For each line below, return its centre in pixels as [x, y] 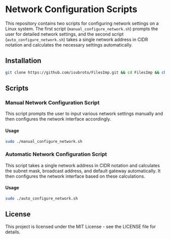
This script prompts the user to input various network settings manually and [84, 114]
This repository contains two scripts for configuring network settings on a [82, 23]
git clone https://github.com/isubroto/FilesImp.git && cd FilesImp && [82, 72]
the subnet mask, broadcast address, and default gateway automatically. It [83, 171]
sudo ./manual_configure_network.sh [44, 141]
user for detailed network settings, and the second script [65, 34]
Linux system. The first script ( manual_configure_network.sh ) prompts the [82, 28]
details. [13, 232]
